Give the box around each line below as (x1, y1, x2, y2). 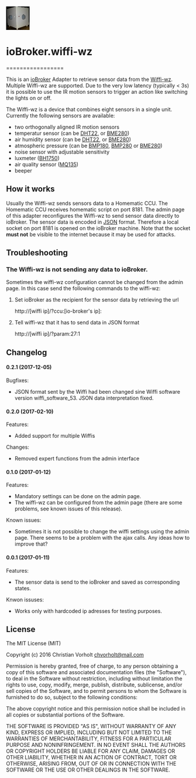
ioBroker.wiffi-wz (6, 45, 92, 59)
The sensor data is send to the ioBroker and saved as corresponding (14, 579, 180, 586)
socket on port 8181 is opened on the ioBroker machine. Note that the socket (6, 224, 191, 232)
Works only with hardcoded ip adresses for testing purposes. (14, 607, 162, 614)
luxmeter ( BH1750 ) (14, 154, 60, 161)
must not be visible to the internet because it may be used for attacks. (6, 231, 176, 238)
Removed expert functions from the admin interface (14, 455, 140, 462)
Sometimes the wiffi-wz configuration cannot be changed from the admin (6, 279, 183, 286)
